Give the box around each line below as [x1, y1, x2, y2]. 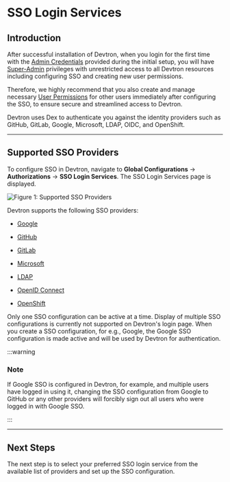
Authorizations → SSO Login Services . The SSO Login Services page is [7, 172, 212, 180]
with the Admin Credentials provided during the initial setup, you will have [7, 58, 214, 66]
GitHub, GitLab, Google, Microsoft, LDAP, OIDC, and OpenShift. [7, 121, 185, 128]
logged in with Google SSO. [7, 402, 85, 411]
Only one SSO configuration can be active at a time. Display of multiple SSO [7, 312, 221, 320]
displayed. [7, 180, 36, 188]
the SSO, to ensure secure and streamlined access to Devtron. [7, 100, 183, 108]
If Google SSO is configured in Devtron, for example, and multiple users [7, 381, 209, 389]
